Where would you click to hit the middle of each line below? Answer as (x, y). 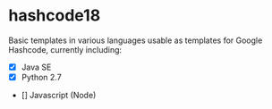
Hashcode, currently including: (65, 49)
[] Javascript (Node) (59, 96)
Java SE (36, 67)
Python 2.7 (41, 77)
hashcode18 (55, 16)
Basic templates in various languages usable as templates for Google (136, 40)
